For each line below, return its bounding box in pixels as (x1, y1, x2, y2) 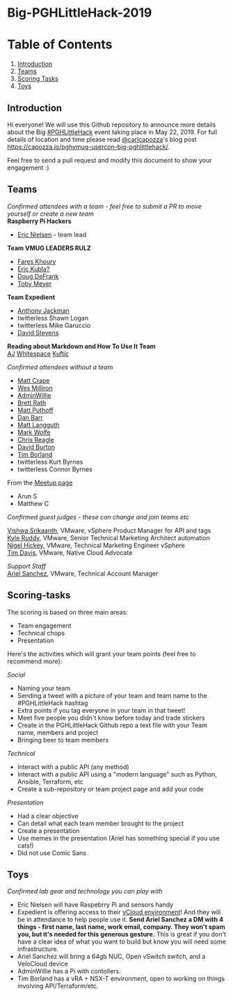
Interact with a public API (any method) (17, 763, 130, 771)
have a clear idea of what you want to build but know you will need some (17, 937, 226, 946)
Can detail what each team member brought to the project (17, 819, 184, 827)
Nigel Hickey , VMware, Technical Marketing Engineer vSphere (7, 541, 186, 549)
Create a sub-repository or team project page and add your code (17, 784, 204, 793)
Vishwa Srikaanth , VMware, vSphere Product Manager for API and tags (7, 526, 211, 535)
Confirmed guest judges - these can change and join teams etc (7, 512, 190, 521)
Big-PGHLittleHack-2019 (7, 5, 152, 21)
